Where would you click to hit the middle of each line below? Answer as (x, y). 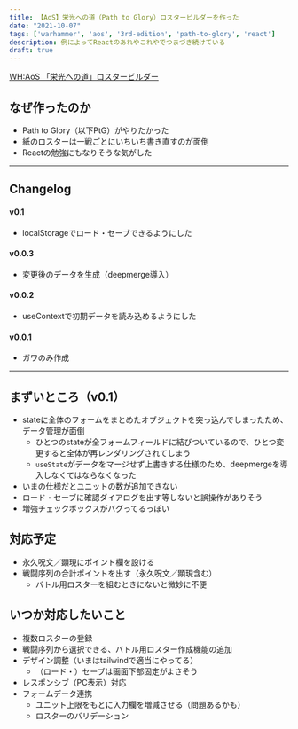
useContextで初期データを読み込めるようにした (109, 316)
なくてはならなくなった (94, 474)
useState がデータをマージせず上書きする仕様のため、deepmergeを (158, 464)
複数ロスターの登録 (57, 638)
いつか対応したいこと (67, 615)
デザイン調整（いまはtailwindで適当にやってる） (110, 660)
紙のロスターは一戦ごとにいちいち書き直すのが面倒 (115, 141)
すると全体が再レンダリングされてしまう (117, 452)
